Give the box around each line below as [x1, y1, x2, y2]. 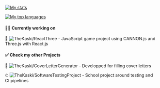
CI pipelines [5, 78, 29, 84]
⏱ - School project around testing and [5, 73, 153, 78]
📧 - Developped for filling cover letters [5, 63, 151, 69]
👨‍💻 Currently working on [5, 25, 56, 31]
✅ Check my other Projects [5, 52, 61, 58]
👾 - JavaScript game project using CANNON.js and [5, 36, 156, 42]
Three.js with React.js [5, 41, 48, 47]
